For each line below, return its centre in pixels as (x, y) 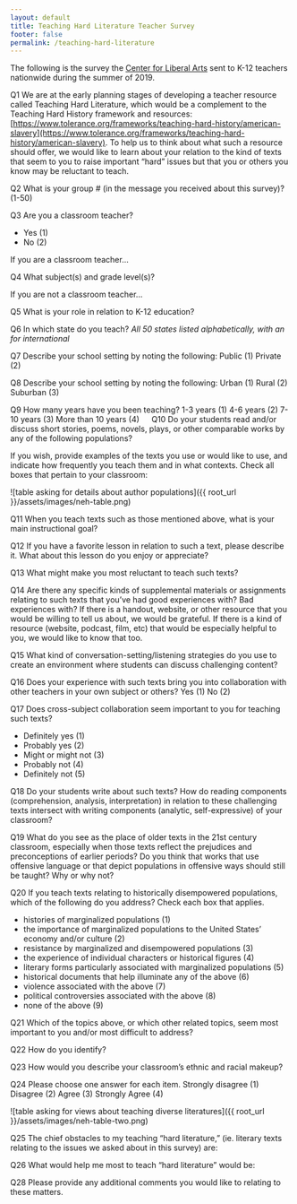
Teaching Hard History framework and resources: (102, 114)
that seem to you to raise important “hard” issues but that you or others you (149, 161)
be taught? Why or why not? (62, 876)
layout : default (40, 17)
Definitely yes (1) (54, 736)
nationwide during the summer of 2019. (83, 78)
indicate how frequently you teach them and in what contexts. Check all (142, 465)
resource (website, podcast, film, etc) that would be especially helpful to (143, 628)
